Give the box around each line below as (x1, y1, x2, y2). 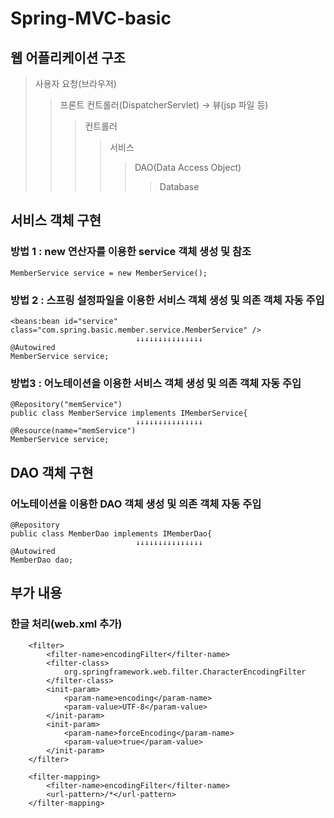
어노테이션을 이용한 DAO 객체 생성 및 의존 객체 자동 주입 (10, 497, 262, 511)
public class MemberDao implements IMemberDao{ (10, 528, 213, 539)
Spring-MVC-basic (10, 7, 172, 30)
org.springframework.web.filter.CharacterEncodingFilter (63, 667, 307, 677)
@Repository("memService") (10, 400, 123, 410)
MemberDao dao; (10, 555, 74, 565)
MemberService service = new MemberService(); (10, 268, 208, 278)
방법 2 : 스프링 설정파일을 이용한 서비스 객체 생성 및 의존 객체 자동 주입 (10, 293, 325, 307)
